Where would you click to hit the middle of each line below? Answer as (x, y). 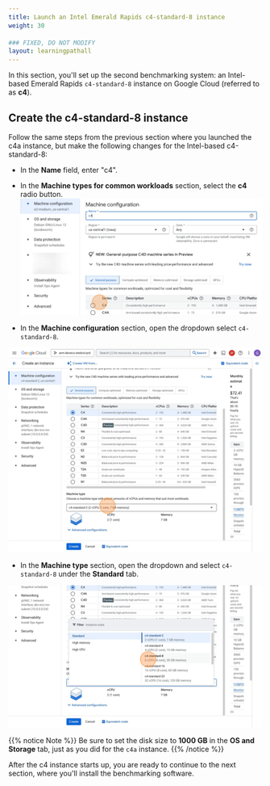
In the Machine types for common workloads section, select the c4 (133, 185)
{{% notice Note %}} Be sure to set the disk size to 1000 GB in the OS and (132, 740)
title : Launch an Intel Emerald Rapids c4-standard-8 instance (117, 17)
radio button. (41, 194)
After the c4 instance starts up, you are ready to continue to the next (122, 764)
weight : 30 (27, 25)
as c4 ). (20, 92)
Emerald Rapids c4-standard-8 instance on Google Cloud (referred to (145, 84)
